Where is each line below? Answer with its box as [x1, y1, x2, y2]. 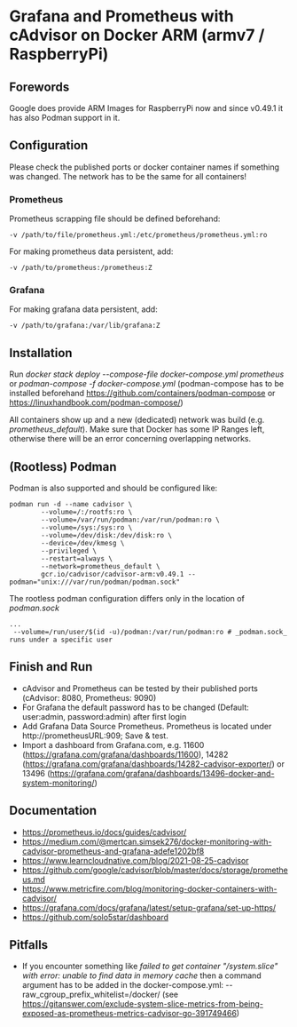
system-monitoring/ [21, 777, 95, 788]
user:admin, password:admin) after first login [21, 711, 187, 721]
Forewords [9, 79, 70, 94]
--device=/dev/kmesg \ [41, 539, 125, 548]
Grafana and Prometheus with [9, 6, 235, 27]
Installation [9, 345, 73, 361]
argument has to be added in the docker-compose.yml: [21, 980, 224, 991]
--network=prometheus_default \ [41, 562, 161, 571]
